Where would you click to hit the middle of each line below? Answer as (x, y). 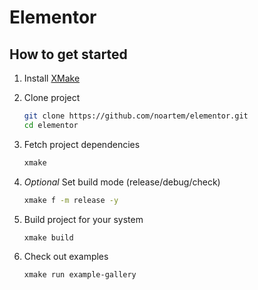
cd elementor (51, 125)
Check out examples (66, 257)
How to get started (68, 54)
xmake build (48, 237)
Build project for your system (83, 219)
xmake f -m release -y (71, 200)
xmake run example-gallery (80, 275)
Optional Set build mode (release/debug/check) (122, 182)
